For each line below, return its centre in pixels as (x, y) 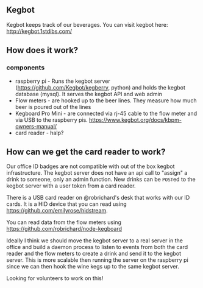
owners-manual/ (36, 126)
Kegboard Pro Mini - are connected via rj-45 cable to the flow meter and (106, 113)
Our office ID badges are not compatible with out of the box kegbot (91, 166)
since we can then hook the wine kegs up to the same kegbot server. (93, 267)
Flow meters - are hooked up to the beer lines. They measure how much (106, 100)
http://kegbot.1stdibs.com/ (39, 31)
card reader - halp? (39, 133)
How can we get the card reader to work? (86, 152)
